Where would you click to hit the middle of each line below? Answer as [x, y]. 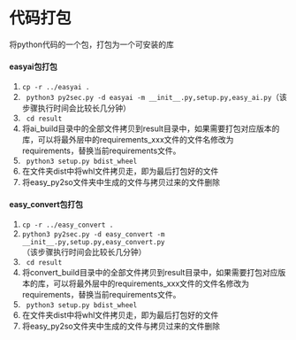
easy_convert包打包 [46, 204]
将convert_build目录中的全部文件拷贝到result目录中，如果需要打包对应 [150, 273]
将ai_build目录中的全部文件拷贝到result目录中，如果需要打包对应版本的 [151, 128]
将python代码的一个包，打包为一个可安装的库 [91, 44]
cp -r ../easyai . [56, 88]
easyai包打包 [33, 66]
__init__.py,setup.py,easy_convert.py [93, 243]
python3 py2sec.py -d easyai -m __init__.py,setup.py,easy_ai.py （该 [156, 97]
